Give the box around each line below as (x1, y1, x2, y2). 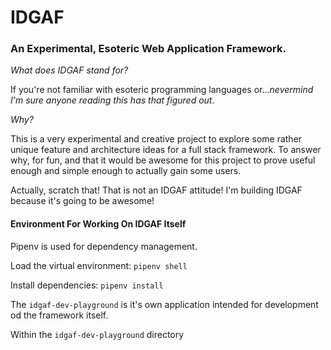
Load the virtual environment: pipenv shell (10, 259, 188, 271)
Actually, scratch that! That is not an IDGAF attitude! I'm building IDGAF (10, 184, 303, 196)
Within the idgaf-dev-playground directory (10, 328, 185, 340)
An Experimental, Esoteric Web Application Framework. (10, 42, 287, 56)
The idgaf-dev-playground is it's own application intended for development (10, 298, 319, 310)
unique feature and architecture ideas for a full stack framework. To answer (10, 144, 322, 156)
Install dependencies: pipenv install (10, 279, 164, 291)
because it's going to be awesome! (10, 195, 155, 207)
